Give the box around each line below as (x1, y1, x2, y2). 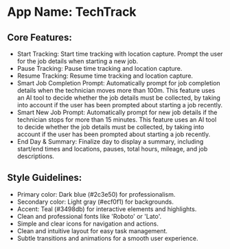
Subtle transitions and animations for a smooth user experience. (16, 234, 198, 242)
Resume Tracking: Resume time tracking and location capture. (16, 72, 194, 80)
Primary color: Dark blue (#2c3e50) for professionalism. (16, 190, 176, 198)
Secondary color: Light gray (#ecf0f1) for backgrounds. (16, 197, 174, 206)
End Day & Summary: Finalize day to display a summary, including (16, 138, 204, 145)
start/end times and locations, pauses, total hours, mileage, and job (16, 145, 208, 153)
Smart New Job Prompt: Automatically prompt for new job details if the (16, 108, 218, 116)
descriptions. (16, 152, 55, 160)
